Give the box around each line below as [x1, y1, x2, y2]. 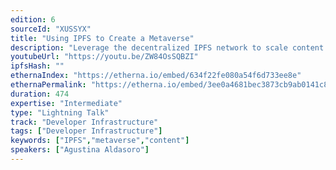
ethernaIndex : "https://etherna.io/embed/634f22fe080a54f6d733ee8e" [10, 71, 302, 81]
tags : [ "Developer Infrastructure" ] [10, 126, 163, 136]
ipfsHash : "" [10, 61, 65, 71]
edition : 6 [10, 14, 56, 25]
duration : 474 [10, 89, 70, 99]
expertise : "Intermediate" [10, 98, 123, 108]
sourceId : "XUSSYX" [10, 24, 92, 34]
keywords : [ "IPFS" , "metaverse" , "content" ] [10, 136, 190, 146]
